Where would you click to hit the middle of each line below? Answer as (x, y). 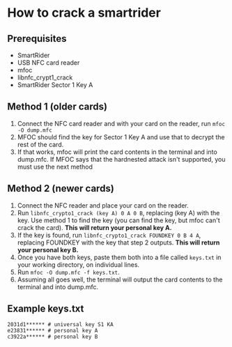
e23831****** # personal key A (53, 331)
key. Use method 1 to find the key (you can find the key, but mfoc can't (119, 220)
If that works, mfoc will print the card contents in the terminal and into (117, 152)
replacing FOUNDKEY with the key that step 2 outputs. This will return (118, 242)
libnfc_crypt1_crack (45, 77)
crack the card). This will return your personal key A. (94, 227)
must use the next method (55, 167)
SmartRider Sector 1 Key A (55, 85)
